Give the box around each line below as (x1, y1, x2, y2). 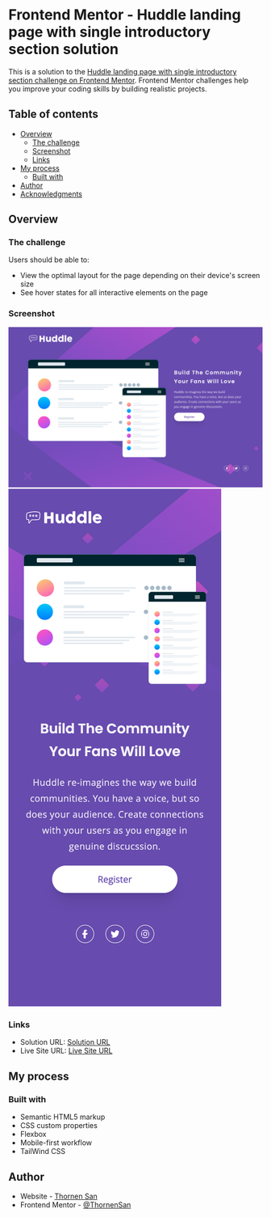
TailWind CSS (19, 1147, 66, 1156)
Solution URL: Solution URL (19, 1037, 110, 1047)
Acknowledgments (19, 188, 83, 199)
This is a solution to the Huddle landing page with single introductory (8, 66, 237, 76)
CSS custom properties (19, 1121, 98, 1130)
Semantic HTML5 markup (19, 1112, 106, 1122)
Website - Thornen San (19, 1191, 98, 1201)
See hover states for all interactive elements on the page (19, 288, 208, 298)
